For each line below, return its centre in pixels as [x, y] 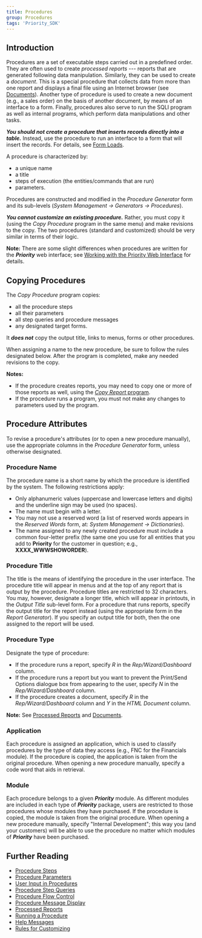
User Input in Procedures [46, 884]
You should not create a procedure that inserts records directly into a [95, 132]
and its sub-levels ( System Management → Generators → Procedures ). [95, 206]
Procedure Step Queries [45, 890]
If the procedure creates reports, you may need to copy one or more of [103, 386]
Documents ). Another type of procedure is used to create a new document [99, 94]
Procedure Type [30, 639]
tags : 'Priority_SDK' [34, 23]
